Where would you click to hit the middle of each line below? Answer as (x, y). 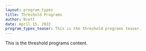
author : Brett (20, 19)
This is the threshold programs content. (46, 43)
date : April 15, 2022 (28, 24)
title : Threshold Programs (34, 15)
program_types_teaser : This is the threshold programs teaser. (74, 29)
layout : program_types (29, 10)
